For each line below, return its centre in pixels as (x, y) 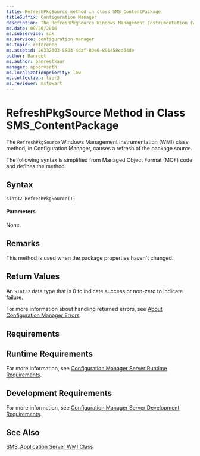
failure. (15, 297)
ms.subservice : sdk (30, 34)
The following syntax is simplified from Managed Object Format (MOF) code (99, 160)
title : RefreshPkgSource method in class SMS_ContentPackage (84, 12)
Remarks (23, 243)
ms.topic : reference (32, 45)
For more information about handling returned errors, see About (84, 309)
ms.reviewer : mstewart (34, 84)
